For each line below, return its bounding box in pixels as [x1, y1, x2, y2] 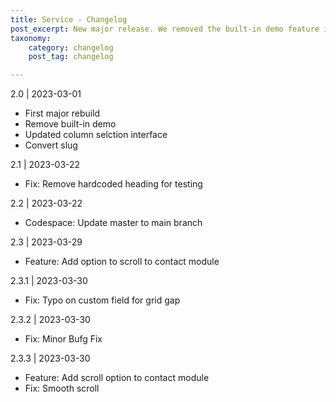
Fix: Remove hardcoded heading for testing [24, 178, 203, 190]
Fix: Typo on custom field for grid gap [24, 294, 181, 306]
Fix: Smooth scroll [24, 382, 100, 395]
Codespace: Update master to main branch [24, 217, 203, 229]
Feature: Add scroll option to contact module [24, 372, 210, 384]
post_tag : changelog [28, 52, 114, 62]
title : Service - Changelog [10, 14, 128, 25]
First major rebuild [24, 107, 101, 120]
